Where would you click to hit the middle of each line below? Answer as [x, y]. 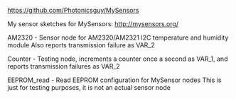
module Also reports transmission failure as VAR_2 [81, 45]
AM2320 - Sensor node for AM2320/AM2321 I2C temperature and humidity [118, 37]
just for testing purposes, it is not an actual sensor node [89, 87]
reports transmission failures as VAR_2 [64, 66]
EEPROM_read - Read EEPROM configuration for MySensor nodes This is [114, 80]
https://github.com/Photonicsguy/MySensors [73, 10]
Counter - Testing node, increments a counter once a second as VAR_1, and [118, 59]
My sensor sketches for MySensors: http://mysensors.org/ [93, 24]
